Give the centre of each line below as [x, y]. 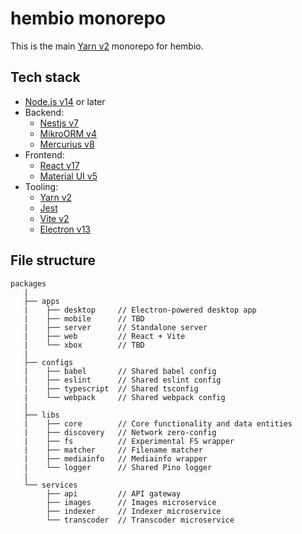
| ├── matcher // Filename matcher [113, 450]
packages [28, 283]
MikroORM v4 [68, 133]
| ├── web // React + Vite [104, 336]
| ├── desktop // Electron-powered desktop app [140, 310]
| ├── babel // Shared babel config [120, 371]
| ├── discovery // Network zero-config [120, 432]
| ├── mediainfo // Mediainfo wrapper [115, 458]
